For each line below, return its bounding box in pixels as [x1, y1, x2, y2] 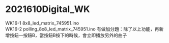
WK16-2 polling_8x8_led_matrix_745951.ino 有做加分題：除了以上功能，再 [5, 26, 159, 32]
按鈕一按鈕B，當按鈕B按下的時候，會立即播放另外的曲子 [9, 32, 127, 38]
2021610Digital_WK [5, 3, 90, 15]
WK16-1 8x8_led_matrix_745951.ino [5, 20, 79, 26]
